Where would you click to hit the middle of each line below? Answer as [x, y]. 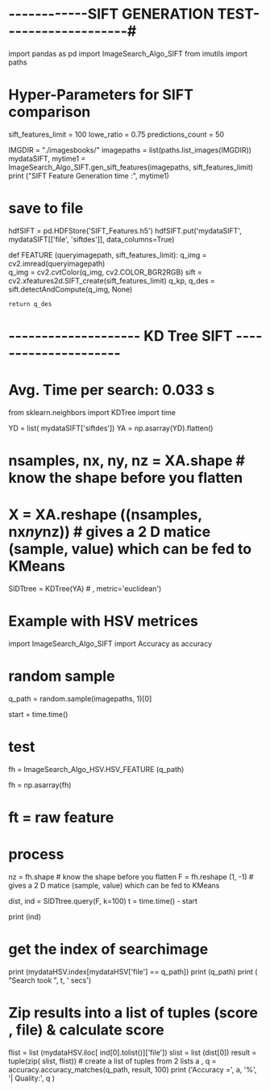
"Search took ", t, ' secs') [50, 980]
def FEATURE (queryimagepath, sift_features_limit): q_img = [108, 254]
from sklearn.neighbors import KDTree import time [92, 412]
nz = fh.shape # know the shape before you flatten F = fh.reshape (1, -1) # [131, 877]
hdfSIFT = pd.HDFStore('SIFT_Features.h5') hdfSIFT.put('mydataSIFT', [125, 230]
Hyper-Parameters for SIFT [101, 95]
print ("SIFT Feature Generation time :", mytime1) [89, 175]
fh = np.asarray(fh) [40, 785]
